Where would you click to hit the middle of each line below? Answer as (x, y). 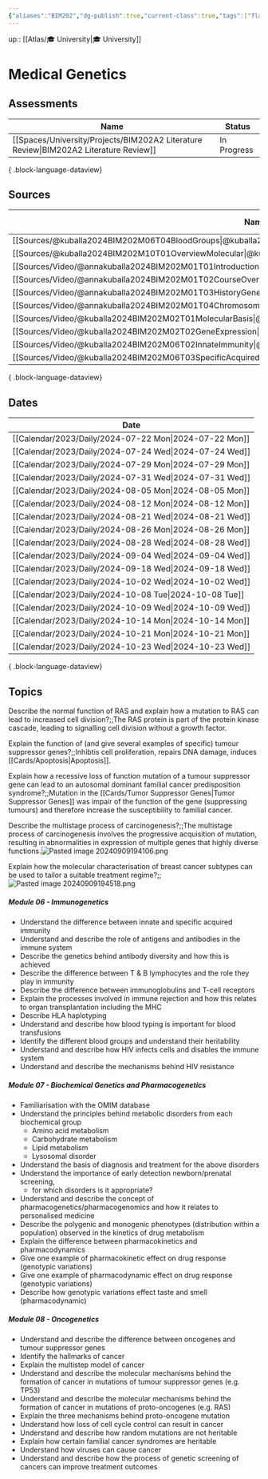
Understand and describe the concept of (87, 1198)
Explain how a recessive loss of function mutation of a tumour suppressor (130, 776)
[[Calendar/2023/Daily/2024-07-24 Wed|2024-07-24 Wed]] (132, 451)
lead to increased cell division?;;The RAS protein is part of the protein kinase (134, 719)
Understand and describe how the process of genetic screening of (129, 1458)
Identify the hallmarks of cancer (72, 1356)
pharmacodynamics (53, 1250)
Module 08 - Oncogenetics (54, 1319)
